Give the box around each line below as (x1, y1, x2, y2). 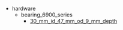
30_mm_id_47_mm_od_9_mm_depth (29, 18, 118, 24)
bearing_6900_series (20, 11, 73, 18)
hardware (11, 5, 36, 12)
